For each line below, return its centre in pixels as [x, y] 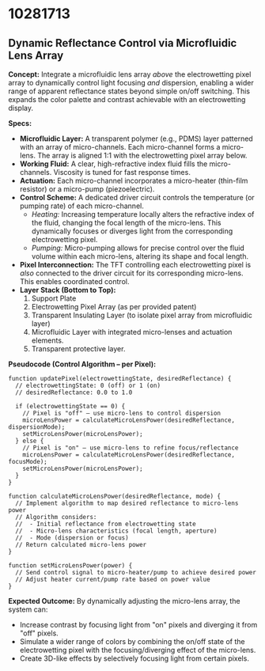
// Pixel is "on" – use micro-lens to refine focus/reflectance [131, 448]
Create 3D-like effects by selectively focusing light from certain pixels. [134, 658]
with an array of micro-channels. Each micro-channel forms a [120, 147]
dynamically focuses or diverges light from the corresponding [132, 231]
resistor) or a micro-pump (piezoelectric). [87, 189]
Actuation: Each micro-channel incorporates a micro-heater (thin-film [134, 180]
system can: [28, 609]
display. [21, 108]
